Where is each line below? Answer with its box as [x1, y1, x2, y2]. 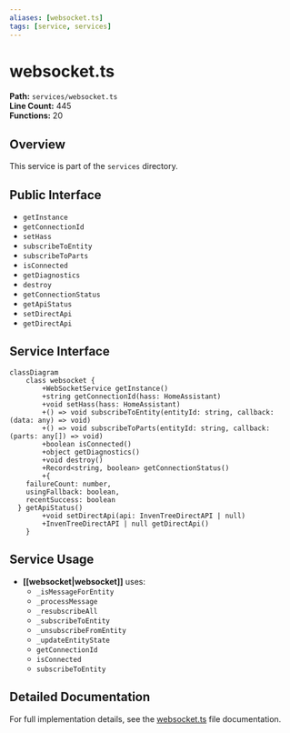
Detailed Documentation [9, 689, 151, 705]
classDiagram [9, 367, 59, 377]
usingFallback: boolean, [25, 487, 120, 497]
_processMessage [35, 597, 98, 606]
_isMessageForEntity [35, 587, 115, 597]
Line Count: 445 [9, 101, 72, 112]
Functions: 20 [9, 110, 64, 121]
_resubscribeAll [35, 607, 98, 616]
